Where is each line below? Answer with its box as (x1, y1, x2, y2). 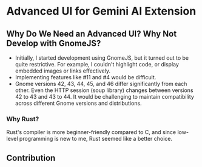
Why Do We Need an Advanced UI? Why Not (6, 29, 177, 39)
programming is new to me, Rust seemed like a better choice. (19, 135, 173, 143)
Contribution (6, 152, 56, 163)
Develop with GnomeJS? (6, 38, 101, 48)
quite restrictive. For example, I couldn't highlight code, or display (15, 61, 179, 68)
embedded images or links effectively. (15, 67, 111, 74)
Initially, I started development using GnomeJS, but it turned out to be (15, 54, 189, 62)
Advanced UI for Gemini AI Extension (6, 4, 197, 18)
